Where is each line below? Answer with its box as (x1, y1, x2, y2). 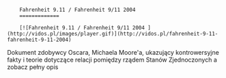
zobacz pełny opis (7, 63, 59, 71)
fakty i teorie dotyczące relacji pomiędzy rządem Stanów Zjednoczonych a (7, 55, 217, 64)
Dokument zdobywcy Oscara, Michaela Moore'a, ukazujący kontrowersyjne (7, 49, 220, 56)
